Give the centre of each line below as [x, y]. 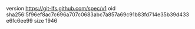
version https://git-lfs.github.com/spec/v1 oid [61, 8]
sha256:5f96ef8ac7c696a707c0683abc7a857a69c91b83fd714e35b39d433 [98, 14]
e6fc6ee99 [19, 21]
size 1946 [46, 21]
